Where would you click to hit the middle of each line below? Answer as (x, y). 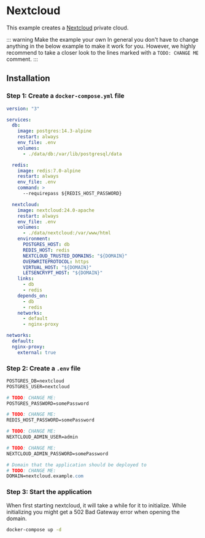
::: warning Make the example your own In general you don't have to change (102, 39)
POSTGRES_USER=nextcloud (38, 386)
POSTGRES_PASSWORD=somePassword (48, 403)
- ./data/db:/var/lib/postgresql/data (72, 154)
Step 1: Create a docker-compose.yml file (65, 96)
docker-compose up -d (34, 529)
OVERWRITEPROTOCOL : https (56, 261)
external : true (37, 352)
